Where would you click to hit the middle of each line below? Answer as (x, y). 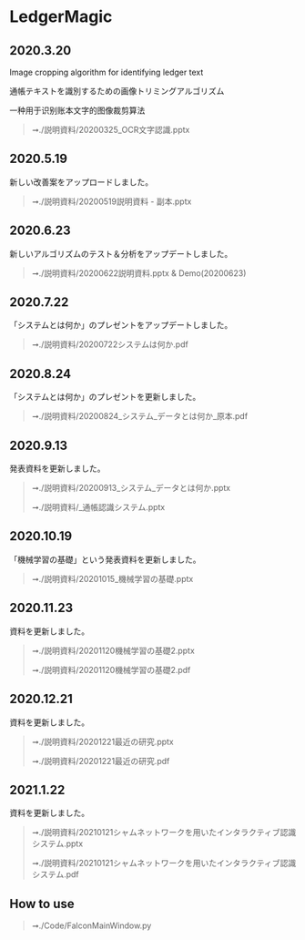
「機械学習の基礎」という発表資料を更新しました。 (105, 559)
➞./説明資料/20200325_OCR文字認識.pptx (111, 130)
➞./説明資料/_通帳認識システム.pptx (98, 507)
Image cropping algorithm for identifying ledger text (107, 72)
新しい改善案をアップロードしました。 (81, 182)
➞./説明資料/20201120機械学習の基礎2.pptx (113, 650)
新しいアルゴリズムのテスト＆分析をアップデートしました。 (121, 253)
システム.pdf (55, 874)
